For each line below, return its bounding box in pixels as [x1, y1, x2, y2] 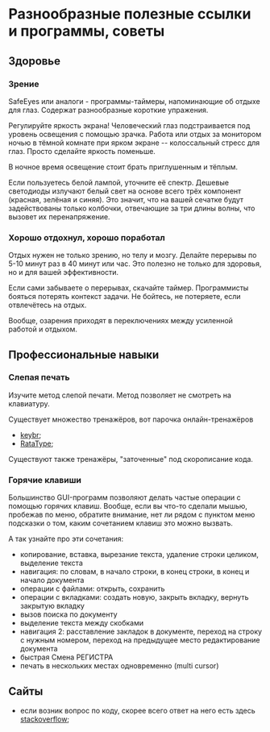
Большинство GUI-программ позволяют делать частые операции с [8, 493, 242, 502]
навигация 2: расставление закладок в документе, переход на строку [19, 626, 263, 637]
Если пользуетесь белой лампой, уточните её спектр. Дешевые [8, 177, 230, 187]
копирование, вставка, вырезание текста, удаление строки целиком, [19, 550, 260, 559]
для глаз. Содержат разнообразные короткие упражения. [8, 105, 209, 114]
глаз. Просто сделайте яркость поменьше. [8, 146, 156, 156]
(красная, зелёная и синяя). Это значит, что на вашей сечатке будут [8, 194, 244, 204]
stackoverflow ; [19, 714, 70, 724]
